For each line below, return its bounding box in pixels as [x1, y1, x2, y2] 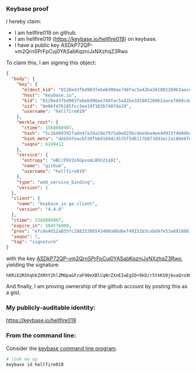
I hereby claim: [6, 18, 42, 25]
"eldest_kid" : [21, 87, 57, 92]
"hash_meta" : [21, 136, 54, 141]
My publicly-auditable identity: [6, 303, 96, 312]
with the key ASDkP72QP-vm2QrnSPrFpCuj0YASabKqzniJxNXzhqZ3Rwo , [6, 255, 183, 262]
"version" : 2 [16, 185, 48, 191]
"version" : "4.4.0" [16, 206, 64, 212]
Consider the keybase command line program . [6, 344, 118, 352]
